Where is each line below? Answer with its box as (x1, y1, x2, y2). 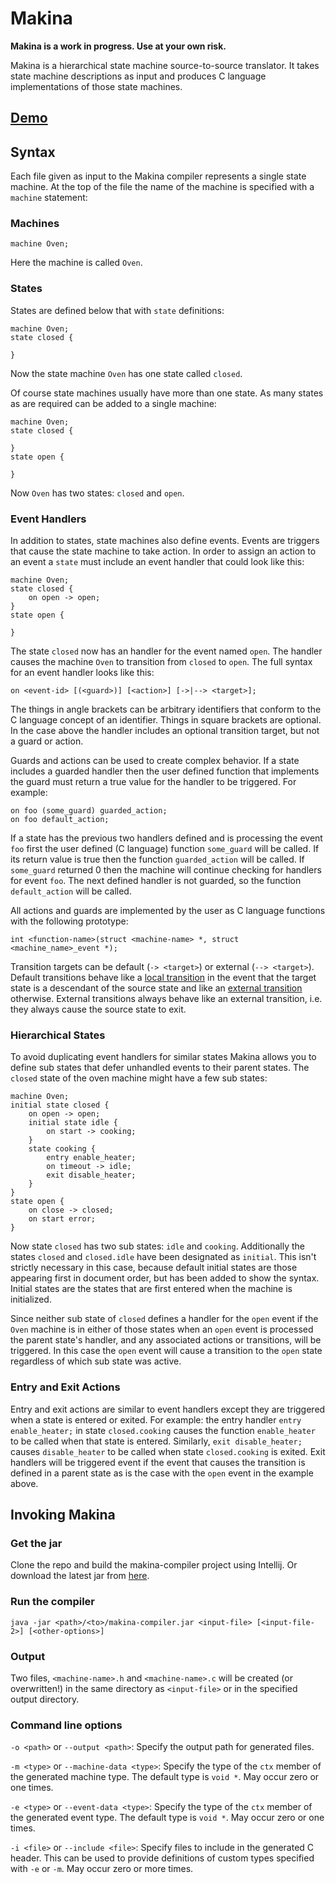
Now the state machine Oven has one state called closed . (10, 367, 243, 379)
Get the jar (10, 1536, 63, 1550)
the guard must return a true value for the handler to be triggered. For (10, 776, 297, 788)
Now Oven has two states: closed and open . (10, 487, 185, 499)
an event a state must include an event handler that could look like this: (10, 556, 305, 568)
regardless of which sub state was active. (10, 1355, 182, 1367)
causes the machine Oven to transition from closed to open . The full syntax (10, 656, 313, 668)
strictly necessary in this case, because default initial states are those (10, 1262, 298, 1274)
